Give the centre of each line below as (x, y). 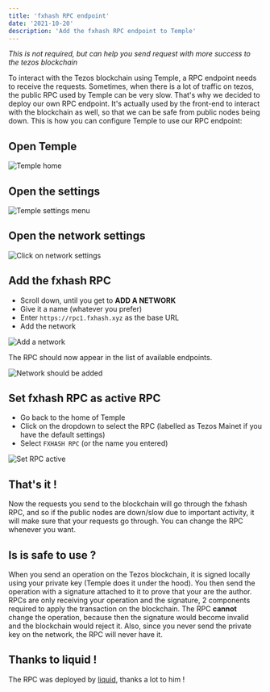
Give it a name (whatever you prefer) (81, 308)
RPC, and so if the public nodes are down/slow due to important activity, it (131, 513)
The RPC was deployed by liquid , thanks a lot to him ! (97, 679)
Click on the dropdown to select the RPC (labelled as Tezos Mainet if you (141, 426)
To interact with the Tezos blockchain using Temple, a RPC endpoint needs (133, 78)
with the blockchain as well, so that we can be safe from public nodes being (134, 112)
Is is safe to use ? (52, 555)
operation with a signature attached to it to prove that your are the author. (130, 592)
